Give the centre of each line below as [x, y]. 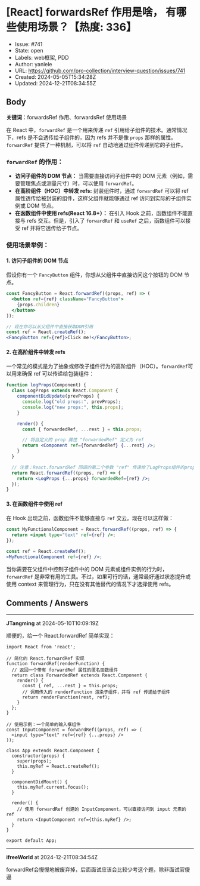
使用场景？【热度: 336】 [77, 27]
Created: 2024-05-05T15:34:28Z [55, 77]
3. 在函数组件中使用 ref [34, 504]
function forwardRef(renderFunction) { [56, 663]
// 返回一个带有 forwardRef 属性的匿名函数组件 [65, 670]
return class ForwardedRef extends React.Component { [79, 675]
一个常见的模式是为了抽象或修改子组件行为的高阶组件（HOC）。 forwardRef [97, 366]
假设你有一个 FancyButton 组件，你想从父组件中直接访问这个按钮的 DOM [95, 275]
